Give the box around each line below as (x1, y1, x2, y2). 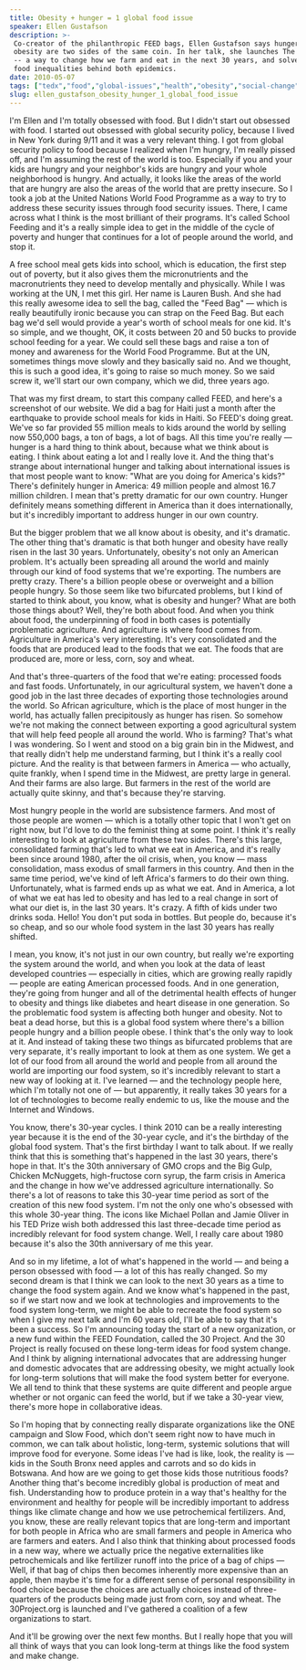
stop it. (9, 241, 36, 252)
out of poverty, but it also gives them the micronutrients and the (9, 268, 249, 279)
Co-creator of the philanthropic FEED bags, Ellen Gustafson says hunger (13, 38, 300, 48)
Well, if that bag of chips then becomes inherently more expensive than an (9, 1564, 289, 1575)
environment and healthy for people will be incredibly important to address (9, 1497, 290, 1507)
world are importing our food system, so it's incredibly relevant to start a (9, 1065, 280, 1076)
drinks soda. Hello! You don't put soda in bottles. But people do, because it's (9, 911, 297, 922)
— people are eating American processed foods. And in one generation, (9, 978, 280, 989)
